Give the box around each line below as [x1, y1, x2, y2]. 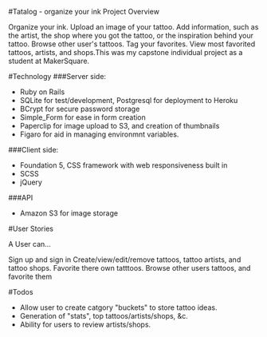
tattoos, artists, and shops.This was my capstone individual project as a [8, 48, 243, 57]
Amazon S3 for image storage [19, 208, 118, 218]
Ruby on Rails [19, 87, 65, 97]
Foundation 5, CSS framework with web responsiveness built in [19, 161, 228, 170]
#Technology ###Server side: [8, 72, 106, 81]
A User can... [8, 240, 52, 248]
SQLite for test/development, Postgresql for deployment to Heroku [19, 96, 238, 105]
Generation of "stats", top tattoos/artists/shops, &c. [19, 311, 189, 320]
